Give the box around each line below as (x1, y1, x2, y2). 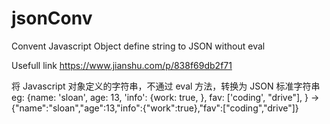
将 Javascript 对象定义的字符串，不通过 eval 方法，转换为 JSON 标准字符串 (11, 80, 321, 92)
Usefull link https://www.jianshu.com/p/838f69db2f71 (11, 59, 233, 71)
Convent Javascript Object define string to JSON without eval (11, 40, 266, 52)
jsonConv (11, 7, 93, 30)
